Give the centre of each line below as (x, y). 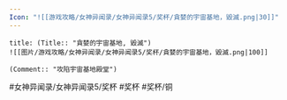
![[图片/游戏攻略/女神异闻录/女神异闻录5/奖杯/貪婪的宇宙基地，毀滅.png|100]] (139, 52)
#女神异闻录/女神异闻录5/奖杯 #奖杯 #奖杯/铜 (91, 86)
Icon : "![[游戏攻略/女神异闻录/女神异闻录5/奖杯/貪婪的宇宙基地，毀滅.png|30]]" (144, 17)
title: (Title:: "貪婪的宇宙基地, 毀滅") (80, 43)
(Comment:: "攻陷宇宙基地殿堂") (63, 69)
